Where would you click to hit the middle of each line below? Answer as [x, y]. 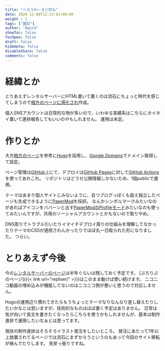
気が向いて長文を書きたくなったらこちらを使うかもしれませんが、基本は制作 [82, 314]
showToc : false [21, 33]
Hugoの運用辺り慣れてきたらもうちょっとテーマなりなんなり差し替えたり [80, 302]
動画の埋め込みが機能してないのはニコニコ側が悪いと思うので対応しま [80, 285]
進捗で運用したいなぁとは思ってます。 [44, 321]
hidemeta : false [22, 46]
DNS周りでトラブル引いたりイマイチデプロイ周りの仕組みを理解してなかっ [81, 224]
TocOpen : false [21, 38]
